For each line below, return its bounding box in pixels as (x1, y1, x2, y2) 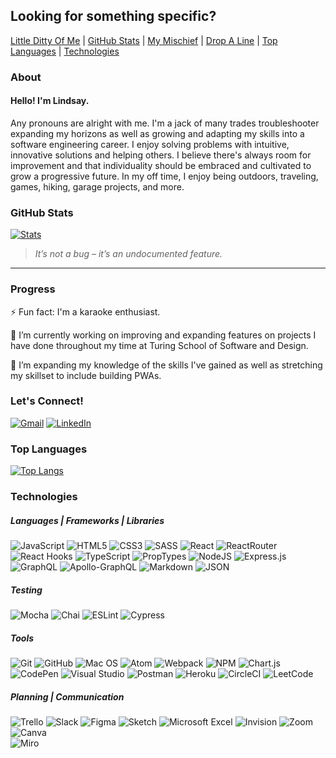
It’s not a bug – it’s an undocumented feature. (34, 248, 223, 260)
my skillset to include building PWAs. (10, 369, 162, 381)
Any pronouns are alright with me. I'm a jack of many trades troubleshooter (10, 117, 320, 129)
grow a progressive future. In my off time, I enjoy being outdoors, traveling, (10, 170, 319, 182)
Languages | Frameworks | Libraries (10, 514, 165, 526)
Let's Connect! (10, 394, 84, 408)
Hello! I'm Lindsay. (10, 95, 90, 107)
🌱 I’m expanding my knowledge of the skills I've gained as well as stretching (10, 359, 323, 371)
